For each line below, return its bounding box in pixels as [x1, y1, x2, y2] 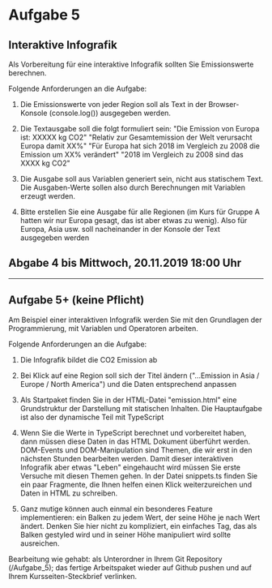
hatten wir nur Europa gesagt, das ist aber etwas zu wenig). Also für [19, 216, 248, 225]
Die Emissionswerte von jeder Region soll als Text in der [19, 100, 207, 109]
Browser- [208, 100, 240, 109]
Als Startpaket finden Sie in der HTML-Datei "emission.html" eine [19, 395, 237, 405]
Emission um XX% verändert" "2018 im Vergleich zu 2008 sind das [19, 150, 244, 159]
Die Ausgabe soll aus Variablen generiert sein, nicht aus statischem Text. [19, 174, 264, 183]
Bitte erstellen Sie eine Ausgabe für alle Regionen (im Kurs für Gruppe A [19, 207, 261, 217]
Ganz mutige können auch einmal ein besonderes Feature [19, 504, 213, 513]
